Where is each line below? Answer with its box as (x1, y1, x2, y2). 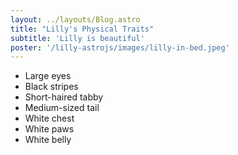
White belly (24, 134, 72, 146)
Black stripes (24, 81, 79, 93)
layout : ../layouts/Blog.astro (10, 14, 141, 25)
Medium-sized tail (24, 102, 100, 114)
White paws (24, 123, 75, 135)
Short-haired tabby (24, 91, 104, 103)
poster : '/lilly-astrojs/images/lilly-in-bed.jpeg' (10, 42, 230, 53)
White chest (24, 112, 75, 125)
